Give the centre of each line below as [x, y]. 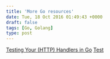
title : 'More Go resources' [40, 11]
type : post [19, 33]
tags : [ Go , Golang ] [30, 28]
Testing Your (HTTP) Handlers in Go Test [55, 50]
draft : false [22, 22]
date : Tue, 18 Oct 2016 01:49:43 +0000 [54, 17]
